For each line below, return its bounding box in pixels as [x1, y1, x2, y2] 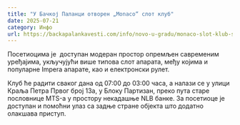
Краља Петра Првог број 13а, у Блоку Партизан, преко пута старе [7, 86, 210, 95]
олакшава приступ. [7, 109, 66, 118]
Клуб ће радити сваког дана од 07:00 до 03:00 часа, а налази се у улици [7, 79, 230, 88]
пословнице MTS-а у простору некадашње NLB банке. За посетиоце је [7, 94, 225, 103]
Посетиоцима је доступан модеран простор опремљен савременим [7, 50, 219, 59]
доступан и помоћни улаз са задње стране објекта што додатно [7, 101, 204, 111]
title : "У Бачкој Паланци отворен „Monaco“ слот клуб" [7, 10, 174, 18]
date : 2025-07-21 [7, 17, 59, 24]
